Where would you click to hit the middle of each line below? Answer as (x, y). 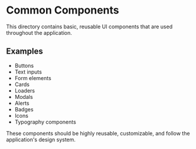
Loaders (25, 90)
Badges (24, 109)
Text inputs (28, 72)
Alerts (22, 103)
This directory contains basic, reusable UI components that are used (89, 27)
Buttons (24, 65)
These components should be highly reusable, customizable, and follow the (98, 133)
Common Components (63, 10)
